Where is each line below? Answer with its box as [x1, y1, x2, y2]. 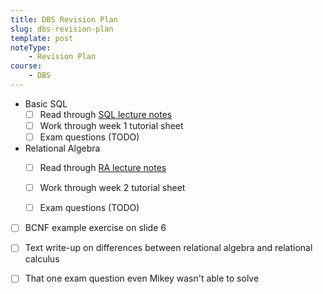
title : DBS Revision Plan [10, 14, 118, 25]
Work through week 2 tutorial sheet [39, 182, 186, 194]
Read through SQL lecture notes [39, 108, 173, 120]
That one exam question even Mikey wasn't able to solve [24, 272, 260, 285]
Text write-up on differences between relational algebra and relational [24, 242, 313, 254]
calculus [24, 253, 60, 265]
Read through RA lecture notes [39, 162, 167, 174]
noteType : [10, 42, 52, 53]
